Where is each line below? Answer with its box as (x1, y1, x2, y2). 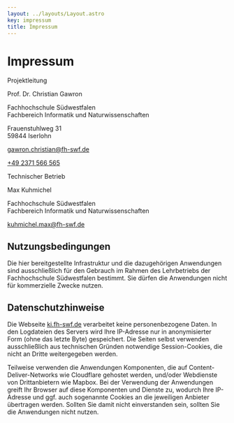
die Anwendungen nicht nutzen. (7, 408, 99, 416)
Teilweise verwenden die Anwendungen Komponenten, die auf (7, 363, 187, 371)
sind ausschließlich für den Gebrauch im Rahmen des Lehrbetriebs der (7, 267, 211, 275)
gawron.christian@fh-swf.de (7, 145, 89, 154)
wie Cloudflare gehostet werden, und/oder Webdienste (59, 371, 218, 379)
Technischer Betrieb (7, 172, 66, 181)
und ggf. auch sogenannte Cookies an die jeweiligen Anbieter (32, 392, 210, 401)
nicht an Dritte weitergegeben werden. (7, 350, 118, 358)
